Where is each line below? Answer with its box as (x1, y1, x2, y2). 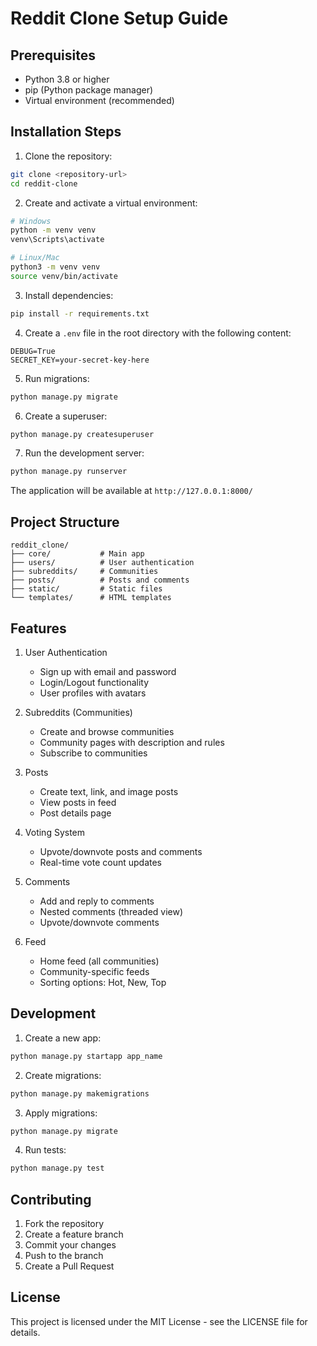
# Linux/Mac (10, 253, 60, 263)
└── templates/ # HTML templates (10, 593, 172, 603)
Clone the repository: (24, 150, 113, 162)
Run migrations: (24, 372, 90, 384)
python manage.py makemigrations (10, 1088, 150, 1099)
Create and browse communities (39, 725, 175, 737)
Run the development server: (24, 447, 145, 459)
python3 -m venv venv (10, 262, 101, 272)
